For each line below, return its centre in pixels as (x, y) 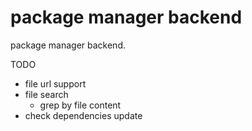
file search (46, 94)
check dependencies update (83, 115)
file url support (55, 83)
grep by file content (80, 105)
